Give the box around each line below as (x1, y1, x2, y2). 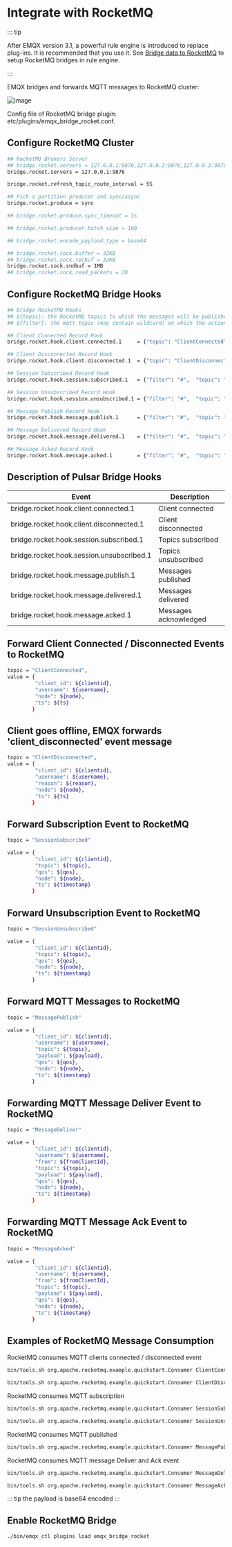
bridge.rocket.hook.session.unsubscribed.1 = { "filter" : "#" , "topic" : (7, 395, 221, 403)
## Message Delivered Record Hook (7, 427, 107, 434)
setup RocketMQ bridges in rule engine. (7, 55, 121, 64)
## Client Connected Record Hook (7, 332, 104, 339)
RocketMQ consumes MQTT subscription (7, 1392, 125, 1400)
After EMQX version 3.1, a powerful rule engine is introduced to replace (7, 41, 209, 49)
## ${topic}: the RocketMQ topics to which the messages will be (7, 313, 199, 320)
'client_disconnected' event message (7, 736, 173, 748)
